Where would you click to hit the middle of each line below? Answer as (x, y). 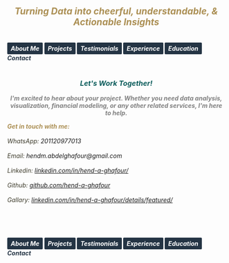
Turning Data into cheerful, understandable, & (116, 11)
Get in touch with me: (39, 127)
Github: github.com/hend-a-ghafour (59, 185)
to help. (116, 113)
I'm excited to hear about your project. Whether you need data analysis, (116, 98)
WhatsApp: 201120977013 (44, 141)
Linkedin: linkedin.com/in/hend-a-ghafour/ (68, 171)
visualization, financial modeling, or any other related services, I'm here (116, 106)
